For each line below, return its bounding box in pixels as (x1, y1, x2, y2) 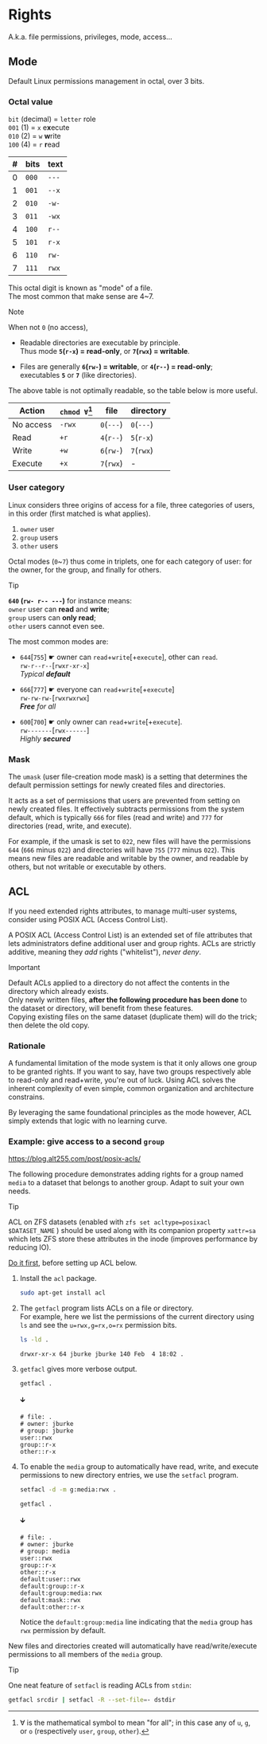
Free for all (19, 701, 56, 711)
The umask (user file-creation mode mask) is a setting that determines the (8, 772, 248, 781)
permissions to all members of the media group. (8, 1649, 163, 1659)
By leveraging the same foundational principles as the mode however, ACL (8, 1108, 252, 1117)
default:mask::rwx (19, 1596, 81, 1604)
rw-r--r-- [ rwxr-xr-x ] (19, 660, 90, 670)
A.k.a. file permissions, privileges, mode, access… (8, 32, 172, 41)
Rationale (8, 1040, 46, 1051)
